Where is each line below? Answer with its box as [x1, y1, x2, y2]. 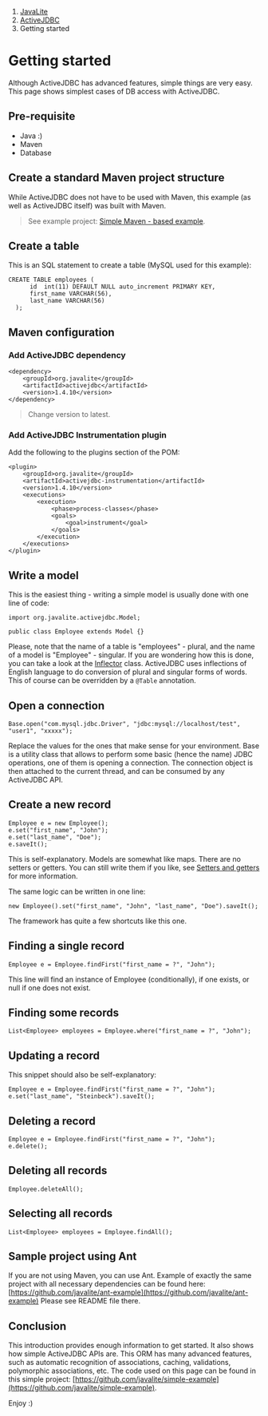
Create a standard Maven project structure [8, 171, 225, 184]
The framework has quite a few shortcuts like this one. [8, 916, 187, 926]
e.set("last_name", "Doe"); [8, 833, 102, 841]
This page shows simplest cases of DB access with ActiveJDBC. [8, 86, 220, 96]
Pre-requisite [8, 109, 76, 123]
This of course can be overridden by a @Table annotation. [8, 676, 197, 685]
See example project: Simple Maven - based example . [27, 216, 206, 226]
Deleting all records [8, 1164, 108, 1177]
